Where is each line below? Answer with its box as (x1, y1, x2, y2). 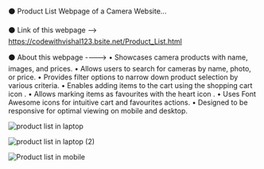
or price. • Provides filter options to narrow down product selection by (8, 72, 239, 82)
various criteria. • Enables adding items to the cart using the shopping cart (8, 81, 253, 90)
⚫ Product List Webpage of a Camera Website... (8, 6, 167, 16)
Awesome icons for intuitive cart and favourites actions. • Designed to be (8, 98, 248, 107)
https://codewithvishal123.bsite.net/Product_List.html (8, 36, 183, 46)
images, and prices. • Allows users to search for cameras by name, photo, (8, 64, 252, 73)
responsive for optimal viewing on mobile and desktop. (8, 106, 188, 115)
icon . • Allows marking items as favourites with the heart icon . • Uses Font (8, 90, 257, 98)
